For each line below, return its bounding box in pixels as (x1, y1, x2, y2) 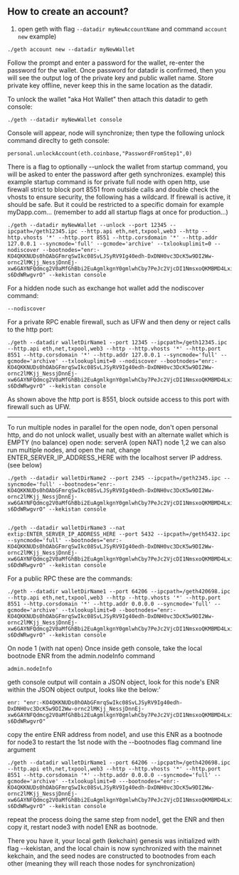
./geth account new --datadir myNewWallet (7, 46, 135, 53)
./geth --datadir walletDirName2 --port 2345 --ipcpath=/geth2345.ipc (7, 474, 221, 482)
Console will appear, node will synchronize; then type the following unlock (7, 128, 225, 137)
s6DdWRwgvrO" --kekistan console (7, 271, 107, 278)
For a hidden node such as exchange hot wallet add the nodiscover (7, 284, 205, 292)
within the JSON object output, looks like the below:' (7, 685, 161, 694)
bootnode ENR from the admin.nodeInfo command (7, 651, 155, 660)
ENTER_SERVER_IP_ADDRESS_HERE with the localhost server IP (7, 453, 196, 462)
